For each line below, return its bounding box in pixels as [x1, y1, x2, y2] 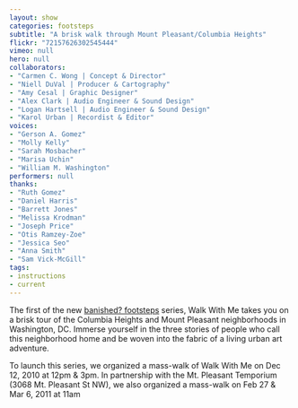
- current [9, 280, 47, 289]
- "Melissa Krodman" [9, 213, 87, 222]
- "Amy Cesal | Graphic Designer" [9, 88, 139, 97]
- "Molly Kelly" [9, 138, 70, 147]
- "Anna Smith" [9, 247, 66, 256]
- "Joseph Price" [9, 221, 74, 230]
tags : [9, 264, 30, 273]
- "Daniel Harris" [9, 196, 78, 206]
